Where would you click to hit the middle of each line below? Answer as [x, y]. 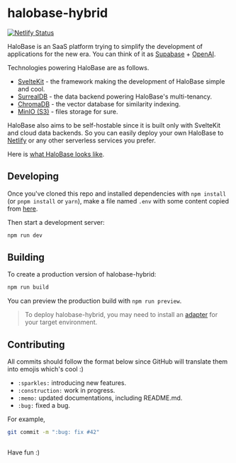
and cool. [31, 89]
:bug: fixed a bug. [44, 406]
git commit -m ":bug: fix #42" [54, 433]
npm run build [28, 288]
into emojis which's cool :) [45, 369]
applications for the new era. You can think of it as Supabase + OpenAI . [112, 54]
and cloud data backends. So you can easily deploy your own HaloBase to [116, 133]
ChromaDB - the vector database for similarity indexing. [99, 104]
